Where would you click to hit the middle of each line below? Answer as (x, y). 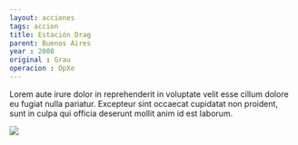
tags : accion (34, 26)
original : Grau (40, 60)
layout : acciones (42, 18)
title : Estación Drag (50, 34)
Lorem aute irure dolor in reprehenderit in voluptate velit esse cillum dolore (149, 94)
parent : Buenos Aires (50, 43)
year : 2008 (32, 52)
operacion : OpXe (42, 69)
